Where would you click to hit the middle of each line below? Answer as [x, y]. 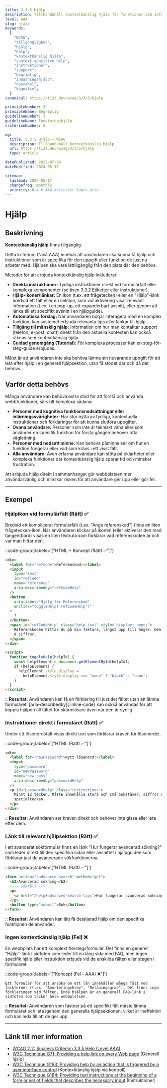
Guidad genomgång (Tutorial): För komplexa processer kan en [77, 343]
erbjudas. [46, 348]
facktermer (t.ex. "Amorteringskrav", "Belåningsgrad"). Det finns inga [82, 988]
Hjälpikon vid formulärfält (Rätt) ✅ [47, 514]
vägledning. [24, 438]
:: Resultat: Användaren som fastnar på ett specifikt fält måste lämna [76, 1006]
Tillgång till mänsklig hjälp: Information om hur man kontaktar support [85, 327]
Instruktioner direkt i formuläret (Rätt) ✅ [54, 723]
